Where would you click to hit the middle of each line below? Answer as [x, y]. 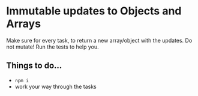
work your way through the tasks [56, 86]
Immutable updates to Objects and [94, 11]
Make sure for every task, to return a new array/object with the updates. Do [99, 40]
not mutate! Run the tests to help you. [52, 47]
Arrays [23, 24]
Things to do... [34, 66]
